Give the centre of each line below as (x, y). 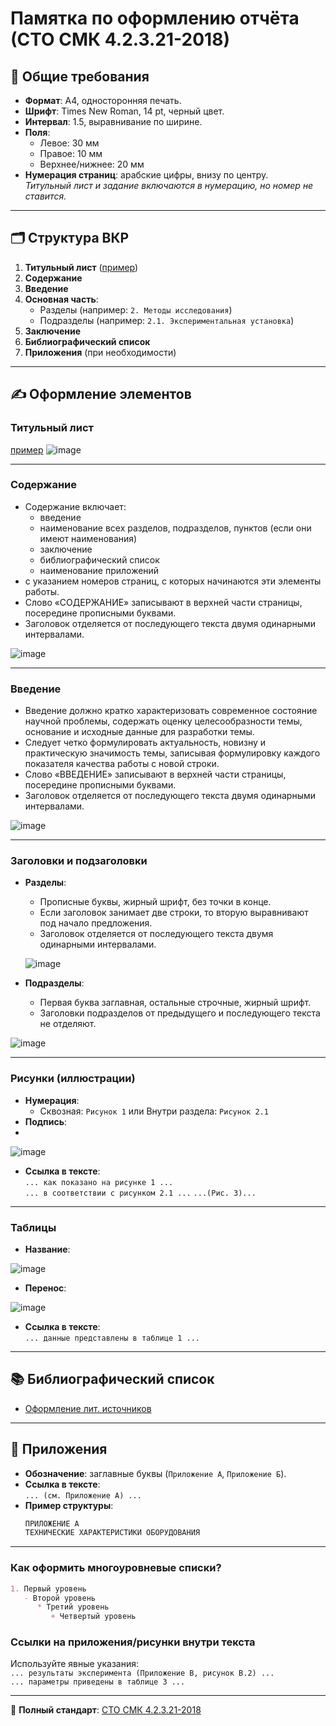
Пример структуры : (69, 1505)
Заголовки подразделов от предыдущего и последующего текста (180, 1013)
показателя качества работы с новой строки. (122, 764)
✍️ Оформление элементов (101, 394)
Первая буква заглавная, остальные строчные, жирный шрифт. (175, 1003)
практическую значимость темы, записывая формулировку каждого (172, 753)
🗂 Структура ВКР (70, 238)
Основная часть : (61, 299)
